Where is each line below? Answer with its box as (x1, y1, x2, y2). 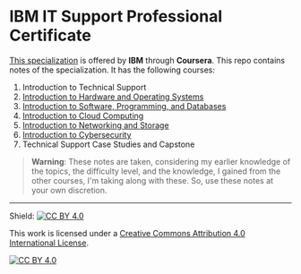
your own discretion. (30, 184, 107, 195)
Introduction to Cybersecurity (21, 129, 132, 140)
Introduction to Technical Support (21, 81, 147, 92)
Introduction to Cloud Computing (21, 110, 144, 121)
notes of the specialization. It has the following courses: (9, 64, 215, 75)
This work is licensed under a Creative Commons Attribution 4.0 (9, 227, 246, 238)
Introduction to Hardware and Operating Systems (21, 91, 204, 102)
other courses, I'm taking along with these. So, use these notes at (30, 175, 274, 185)
